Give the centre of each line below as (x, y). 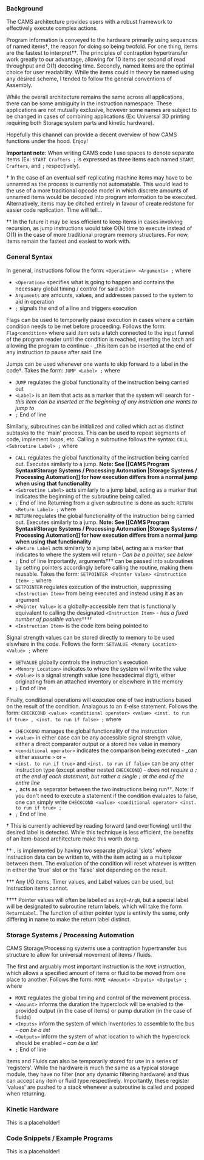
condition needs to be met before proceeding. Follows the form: (86, 326)
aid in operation (35, 301)
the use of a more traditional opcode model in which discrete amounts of (97, 190)
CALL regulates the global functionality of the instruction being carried (102, 457)
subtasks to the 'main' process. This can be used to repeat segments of (96, 433)
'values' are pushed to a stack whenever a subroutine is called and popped (100, 1087)
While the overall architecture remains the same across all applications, (95, 97)
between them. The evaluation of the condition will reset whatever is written (101, 863)
